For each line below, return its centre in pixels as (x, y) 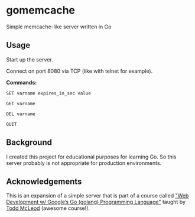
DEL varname (21, 114)
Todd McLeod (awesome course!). (48, 208)
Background (29, 142)
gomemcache (41, 10)
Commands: (22, 82)
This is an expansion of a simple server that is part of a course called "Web (97, 196)
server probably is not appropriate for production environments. (84, 163)
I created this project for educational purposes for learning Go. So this (91, 157)
